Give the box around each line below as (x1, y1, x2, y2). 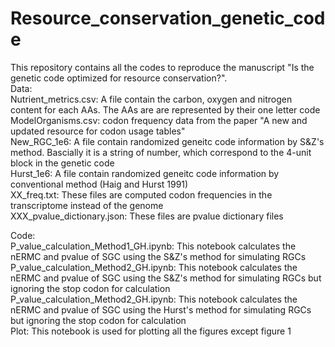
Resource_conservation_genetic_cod (10, 7, 326, 30)
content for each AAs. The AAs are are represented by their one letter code (10, 103, 321, 116)
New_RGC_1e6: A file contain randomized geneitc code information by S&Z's (10, 135, 325, 147)
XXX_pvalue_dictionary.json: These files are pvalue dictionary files (10, 210, 284, 222)
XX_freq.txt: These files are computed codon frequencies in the (10, 188, 273, 201)
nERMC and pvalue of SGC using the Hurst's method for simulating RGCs (10, 303, 312, 316)
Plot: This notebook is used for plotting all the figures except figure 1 (10, 325, 292, 337)
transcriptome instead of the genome (10, 199, 164, 211)
